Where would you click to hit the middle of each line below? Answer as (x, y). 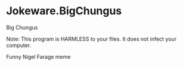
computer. (19, 45)
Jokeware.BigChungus (64, 11)
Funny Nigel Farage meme (38, 56)
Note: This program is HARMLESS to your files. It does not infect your (91, 39)
